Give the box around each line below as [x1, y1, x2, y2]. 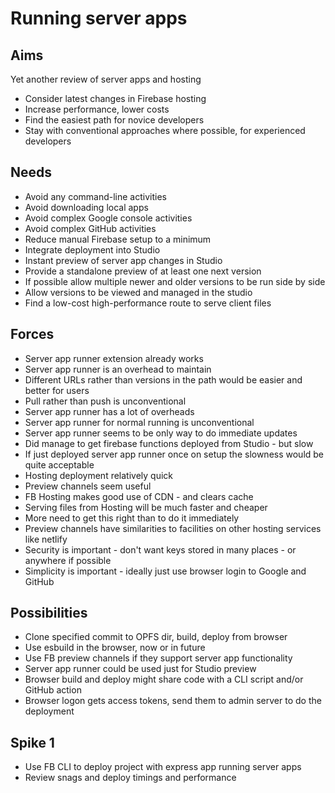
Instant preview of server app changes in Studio [24, 254, 223, 266]
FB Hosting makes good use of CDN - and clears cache [24, 490, 254, 502]
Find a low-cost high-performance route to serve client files [24, 297, 272, 309]
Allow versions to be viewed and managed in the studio [24, 286, 253, 298]
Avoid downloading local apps [24, 201, 149, 213]
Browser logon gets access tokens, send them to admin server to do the [24, 695, 322, 707]
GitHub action [24, 684, 82, 696]
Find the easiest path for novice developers [24, 114, 205, 126]
